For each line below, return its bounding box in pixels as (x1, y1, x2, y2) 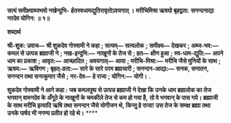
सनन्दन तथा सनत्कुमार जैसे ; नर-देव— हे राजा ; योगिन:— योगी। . (7, 72, 151, 80)
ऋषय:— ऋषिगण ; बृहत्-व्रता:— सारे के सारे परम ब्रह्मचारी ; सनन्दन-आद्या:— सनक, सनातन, (7, 65, 209, 72)
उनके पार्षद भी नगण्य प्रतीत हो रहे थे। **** (7, 109, 98, 117)
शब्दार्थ (7, 28, 21, 36)
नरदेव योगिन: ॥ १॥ (7, 14, 50, 22)
